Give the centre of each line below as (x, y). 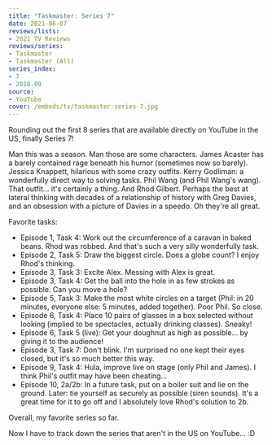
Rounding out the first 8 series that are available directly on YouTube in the (134, 130)
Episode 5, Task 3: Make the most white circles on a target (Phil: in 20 (137, 299)
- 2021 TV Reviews (39, 39)
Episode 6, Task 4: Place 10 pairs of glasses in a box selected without (137, 316)
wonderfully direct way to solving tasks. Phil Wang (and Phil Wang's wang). (135, 181)
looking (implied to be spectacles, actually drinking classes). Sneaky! (136, 324)
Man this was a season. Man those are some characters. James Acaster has (136, 155)
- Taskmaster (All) (42, 62)
